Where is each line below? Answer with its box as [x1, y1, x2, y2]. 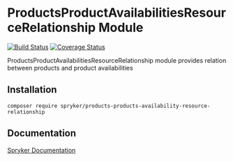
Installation [7, 84, 57, 95]
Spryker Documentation [7, 146, 76, 154]
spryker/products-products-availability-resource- [60, 102, 211, 109]
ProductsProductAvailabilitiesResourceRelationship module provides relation [7, 56, 227, 64]
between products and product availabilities [7, 63, 134, 72]
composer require [7, 102, 58, 109]
